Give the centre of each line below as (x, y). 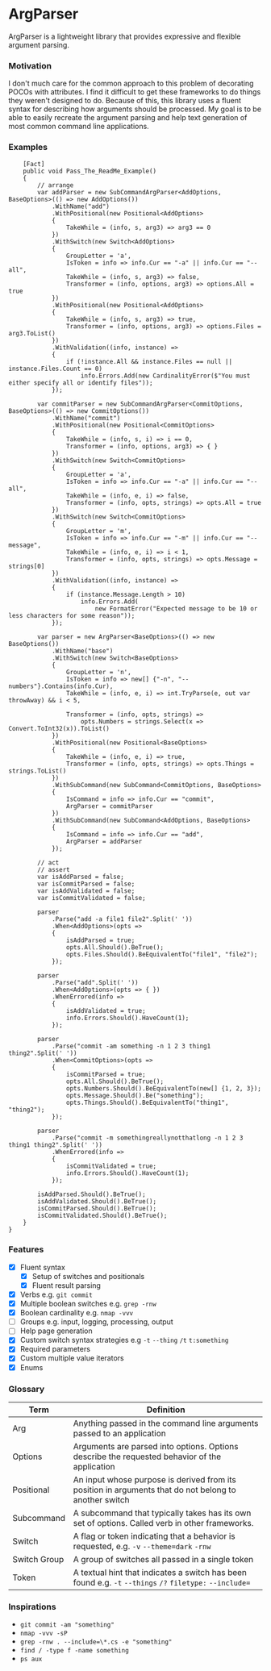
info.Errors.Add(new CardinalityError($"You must (165, 376)
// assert (54, 869)
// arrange (56, 185)
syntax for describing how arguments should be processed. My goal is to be (135, 109)
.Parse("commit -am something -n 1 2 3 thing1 (131, 1046)
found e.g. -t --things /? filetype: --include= (162, 1582)
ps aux (31, 1659)
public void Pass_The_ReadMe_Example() (90, 171)
